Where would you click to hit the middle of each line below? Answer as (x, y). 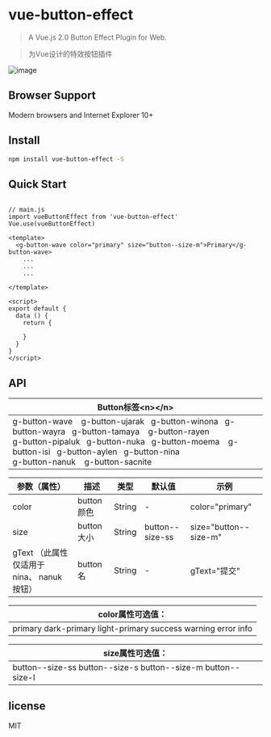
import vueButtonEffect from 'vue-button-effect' (94, 217)
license (27, 706)
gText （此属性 (40, 553)
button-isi (31, 452)
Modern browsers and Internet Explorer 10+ (81, 115)
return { (38, 323)
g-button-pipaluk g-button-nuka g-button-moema (116, 442)
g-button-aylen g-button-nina (118, 452)
